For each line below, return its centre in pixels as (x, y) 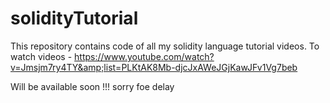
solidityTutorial (74, 18)
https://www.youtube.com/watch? (144, 56)
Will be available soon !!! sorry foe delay (92, 86)
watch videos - (41, 56)
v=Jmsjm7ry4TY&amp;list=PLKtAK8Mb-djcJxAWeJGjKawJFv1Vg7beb (154, 67)
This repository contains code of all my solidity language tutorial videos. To (165, 46)
